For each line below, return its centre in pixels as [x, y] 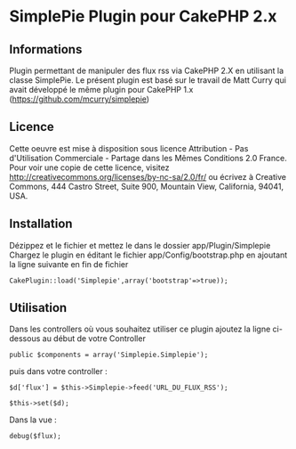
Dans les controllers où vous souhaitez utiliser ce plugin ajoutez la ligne [140, 329]
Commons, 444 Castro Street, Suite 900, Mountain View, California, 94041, [147, 186]
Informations [46, 49]
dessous [25, 339]
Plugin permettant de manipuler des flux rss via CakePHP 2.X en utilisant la [147, 70]
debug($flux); [36, 437]
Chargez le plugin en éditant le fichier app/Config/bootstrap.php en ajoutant [148, 255]
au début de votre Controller [94, 339]
